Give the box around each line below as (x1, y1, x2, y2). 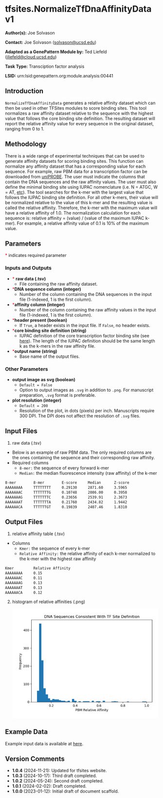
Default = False (19, 383, 53, 388)
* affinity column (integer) (12, 301, 65, 308)
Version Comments (5, 755, 65, 763)
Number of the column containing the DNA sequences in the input (19, 291, 152, 297)
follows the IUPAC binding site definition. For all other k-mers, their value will (5, 194, 158, 200)
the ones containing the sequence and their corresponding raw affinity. (12, 454, 155, 460)
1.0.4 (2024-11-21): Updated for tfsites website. (12, 768, 107, 774)
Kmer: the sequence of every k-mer (19, 545, 90, 551)
